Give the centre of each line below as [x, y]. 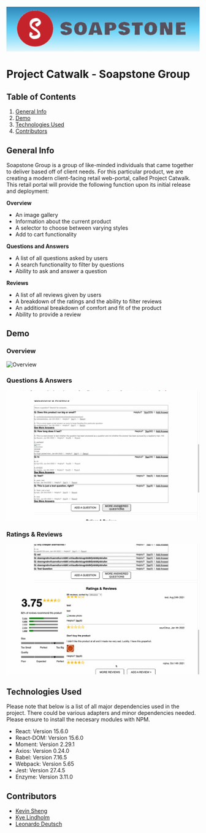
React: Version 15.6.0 [42, 731]
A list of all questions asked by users [62, 258]
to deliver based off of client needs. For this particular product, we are [95, 171]
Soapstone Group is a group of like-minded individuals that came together [100, 165]
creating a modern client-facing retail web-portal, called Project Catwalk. [99, 178]
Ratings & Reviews [34, 534]
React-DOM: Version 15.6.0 [49, 738]
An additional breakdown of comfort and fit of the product [88, 307]
